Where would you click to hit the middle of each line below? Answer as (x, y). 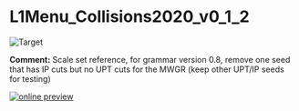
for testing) (31, 78)
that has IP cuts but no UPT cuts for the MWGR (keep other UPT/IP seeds (147, 69)
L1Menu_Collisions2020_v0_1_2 (129, 17)
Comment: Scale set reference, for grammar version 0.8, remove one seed (150, 59)
